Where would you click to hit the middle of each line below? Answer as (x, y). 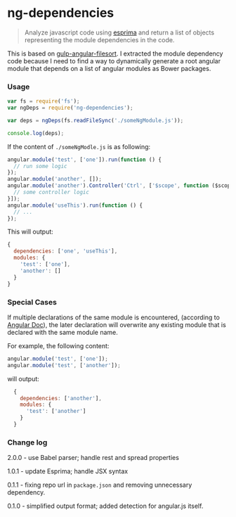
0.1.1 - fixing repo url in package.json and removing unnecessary (100, 485)
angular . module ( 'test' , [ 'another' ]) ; (64, 365)
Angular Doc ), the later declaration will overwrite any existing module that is (117, 324)
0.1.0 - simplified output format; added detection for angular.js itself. (105, 506)
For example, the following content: (58, 345)
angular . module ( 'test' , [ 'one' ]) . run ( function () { (84, 160)
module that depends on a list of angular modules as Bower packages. (109, 68)
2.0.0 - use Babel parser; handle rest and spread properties (93, 458)
